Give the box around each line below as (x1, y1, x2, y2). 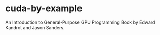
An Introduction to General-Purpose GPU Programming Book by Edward (5, 19, 155, 25)
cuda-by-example (5, 3, 83, 14)
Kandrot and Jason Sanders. (5, 24, 65, 30)
